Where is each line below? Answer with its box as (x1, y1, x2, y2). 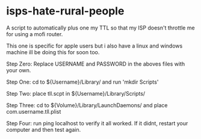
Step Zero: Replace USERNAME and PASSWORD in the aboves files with (6, 60, 185, 67)
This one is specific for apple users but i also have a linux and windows (6, 42, 183, 49)
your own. (6, 66, 31, 73)
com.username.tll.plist (6, 108, 61, 115)
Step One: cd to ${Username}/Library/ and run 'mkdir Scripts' (6, 78, 159, 85)
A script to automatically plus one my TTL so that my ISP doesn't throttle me (6, 24, 195, 31)
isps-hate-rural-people (6, 4, 125, 18)
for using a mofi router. (6, 30, 63, 37)
